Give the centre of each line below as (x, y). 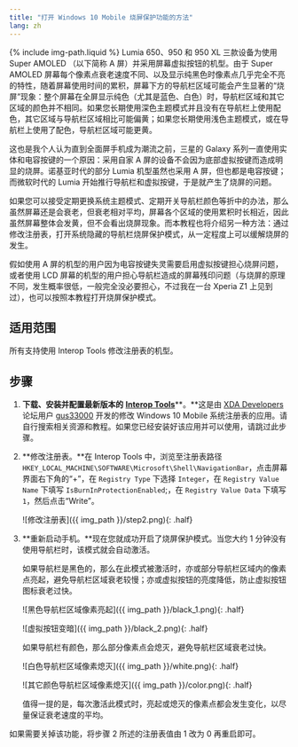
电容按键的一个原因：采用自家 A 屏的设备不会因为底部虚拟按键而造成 (150, 160)
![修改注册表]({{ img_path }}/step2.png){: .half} (107, 520)
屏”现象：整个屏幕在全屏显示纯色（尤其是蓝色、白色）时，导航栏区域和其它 (147, 96)
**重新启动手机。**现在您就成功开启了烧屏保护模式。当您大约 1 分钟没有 (154, 539)
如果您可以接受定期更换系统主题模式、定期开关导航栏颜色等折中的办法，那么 (149, 201)
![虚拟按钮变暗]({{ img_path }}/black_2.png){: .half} (115, 629)
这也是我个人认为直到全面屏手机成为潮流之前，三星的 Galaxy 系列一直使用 (144, 148)
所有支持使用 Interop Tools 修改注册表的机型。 (94, 350)
